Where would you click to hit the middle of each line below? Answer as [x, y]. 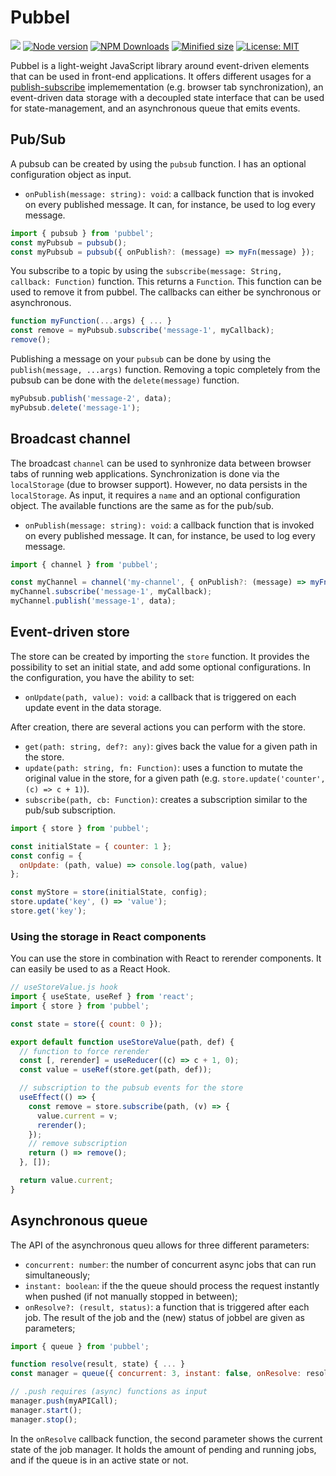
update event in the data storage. [93, 707]
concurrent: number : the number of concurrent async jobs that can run [170, 1264]
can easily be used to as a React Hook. [90, 969]
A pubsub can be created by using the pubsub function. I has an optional [158, 163]
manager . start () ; [46, 1410]
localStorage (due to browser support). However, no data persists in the [159, 484]
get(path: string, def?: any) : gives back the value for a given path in [171, 746]
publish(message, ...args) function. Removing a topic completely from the [165, 369]
